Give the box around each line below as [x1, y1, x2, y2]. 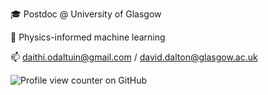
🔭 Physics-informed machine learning [10, 31, 166, 43]
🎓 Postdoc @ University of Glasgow [10, 8, 162, 20]
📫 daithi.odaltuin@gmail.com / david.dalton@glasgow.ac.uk [10, 51, 258, 63]
